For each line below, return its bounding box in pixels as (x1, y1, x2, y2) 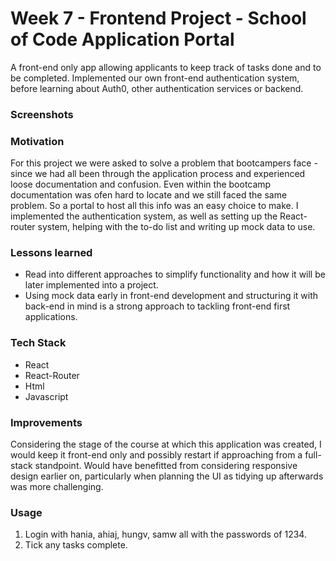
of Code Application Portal (10, 28, 235, 51)
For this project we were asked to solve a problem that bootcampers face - (10, 157, 318, 169)
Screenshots (10, 107, 74, 121)
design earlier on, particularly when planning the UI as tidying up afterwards (10, 470, 324, 482)
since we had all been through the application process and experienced (10, 168, 306, 180)
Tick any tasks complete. (24, 539, 128, 551)
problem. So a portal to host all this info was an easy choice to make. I (10, 200, 299, 212)
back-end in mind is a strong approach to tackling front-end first (24, 300, 291, 312)
